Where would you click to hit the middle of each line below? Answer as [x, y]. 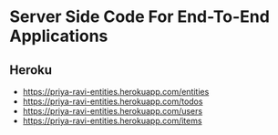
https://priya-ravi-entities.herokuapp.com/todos [113, 101]
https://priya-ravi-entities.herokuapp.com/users [113, 111]
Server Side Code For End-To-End [140, 17]
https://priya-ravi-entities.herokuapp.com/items [112, 121]
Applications [59, 36]
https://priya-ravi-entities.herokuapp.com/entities [116, 92]
